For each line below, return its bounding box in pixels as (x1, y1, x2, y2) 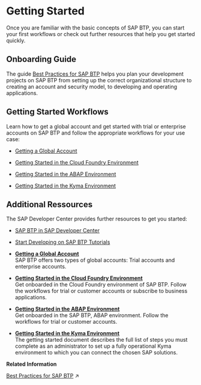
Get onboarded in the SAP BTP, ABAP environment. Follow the (14, 312, 169, 319)
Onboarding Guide (6, 54, 77, 64)
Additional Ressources (6, 199, 93, 210)
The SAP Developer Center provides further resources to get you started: (6, 215, 187, 223)
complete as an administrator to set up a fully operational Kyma (14, 342, 172, 350)
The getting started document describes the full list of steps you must (14, 336, 188, 344)
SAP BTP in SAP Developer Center (14, 227, 100, 234)
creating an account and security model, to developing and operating (6, 83, 178, 90)
